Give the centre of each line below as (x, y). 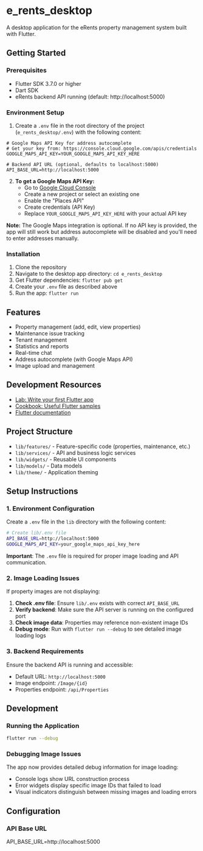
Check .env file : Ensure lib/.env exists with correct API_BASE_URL (97, 603)
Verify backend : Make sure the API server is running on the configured (104, 610)
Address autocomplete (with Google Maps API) (74, 359)
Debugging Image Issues (44, 754)
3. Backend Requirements (45, 651)
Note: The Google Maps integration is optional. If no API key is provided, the (102, 225)
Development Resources (54, 385)
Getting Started (36, 53)
